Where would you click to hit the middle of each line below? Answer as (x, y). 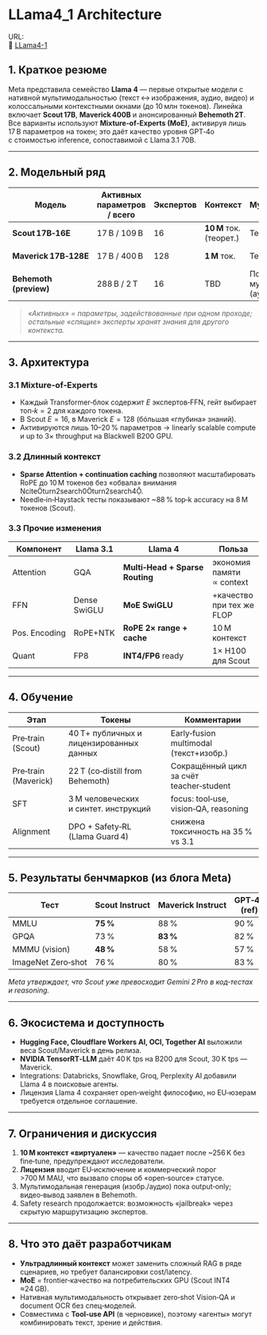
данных (83, 753)
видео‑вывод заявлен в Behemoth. (78, 1195)
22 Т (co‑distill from (105, 771)
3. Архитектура (49, 362)
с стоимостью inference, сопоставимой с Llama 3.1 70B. (102, 140)
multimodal (192, 743)
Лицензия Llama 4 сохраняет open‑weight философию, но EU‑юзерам (138, 1093)
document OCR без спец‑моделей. (78, 1306)
